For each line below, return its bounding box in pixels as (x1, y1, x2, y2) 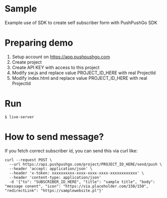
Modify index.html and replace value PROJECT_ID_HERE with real (12, 75, 147, 81)
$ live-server (5, 114, 35, 119)
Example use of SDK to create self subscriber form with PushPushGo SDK (5, 20, 157, 26)
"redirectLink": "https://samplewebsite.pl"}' (5, 188, 104, 193)
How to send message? (5, 131, 104, 142)
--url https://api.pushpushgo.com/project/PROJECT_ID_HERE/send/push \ (9, 161, 162, 167)
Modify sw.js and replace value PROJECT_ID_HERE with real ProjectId (12, 70, 156, 76)
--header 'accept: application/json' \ (9, 166, 93, 171)
